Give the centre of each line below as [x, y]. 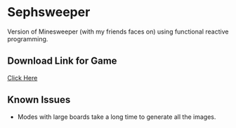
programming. [28, 38]
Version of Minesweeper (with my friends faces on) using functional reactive [118, 31]
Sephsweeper [49, 12]
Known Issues [39, 100]
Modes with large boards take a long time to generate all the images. [117, 117]
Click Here [22, 78]
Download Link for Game [62, 61]
